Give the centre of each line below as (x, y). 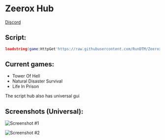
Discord (13, 22)
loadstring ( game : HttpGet (30, 49)
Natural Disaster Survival (37, 81)
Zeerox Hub (29, 9)
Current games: (30, 64)
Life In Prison (26, 86)
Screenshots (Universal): (44, 111)
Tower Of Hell (26, 76)
